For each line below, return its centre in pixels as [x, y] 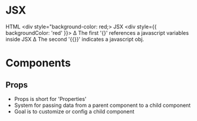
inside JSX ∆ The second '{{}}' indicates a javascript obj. [75, 39]
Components [38, 63]
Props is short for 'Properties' [50, 99]
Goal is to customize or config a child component [74, 111]
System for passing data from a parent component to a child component [102, 105]
